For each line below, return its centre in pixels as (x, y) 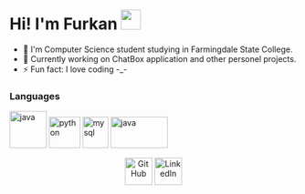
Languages (35, 96)
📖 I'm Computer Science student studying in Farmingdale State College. (158, 49)
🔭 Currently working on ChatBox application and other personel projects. (159, 58)
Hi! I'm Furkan (63, 24)
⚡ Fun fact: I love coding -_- (75, 69)
